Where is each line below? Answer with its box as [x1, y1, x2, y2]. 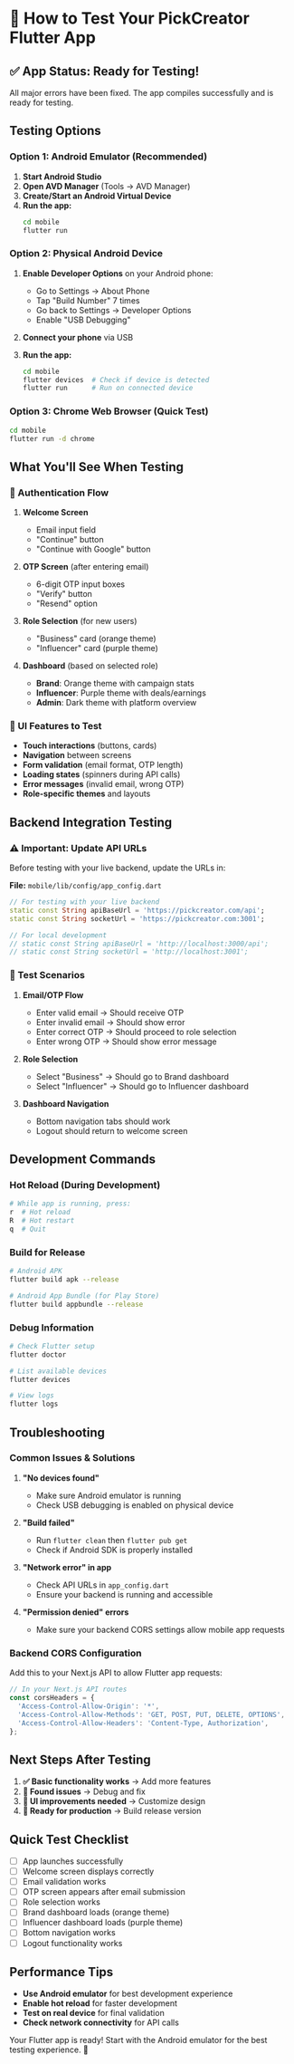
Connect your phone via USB [22, 331, 134, 342]
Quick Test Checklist [9, 1831, 129, 1847]
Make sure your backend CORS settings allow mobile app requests [35, 1624, 285, 1635]
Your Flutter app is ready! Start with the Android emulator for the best [9, 2035, 268, 2046]
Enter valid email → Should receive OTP [35, 1007, 184, 1018]
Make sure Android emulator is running [35, 1490, 182, 1501]
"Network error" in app [22, 1561, 112, 1572]
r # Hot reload [9, 1208, 71, 1217]
